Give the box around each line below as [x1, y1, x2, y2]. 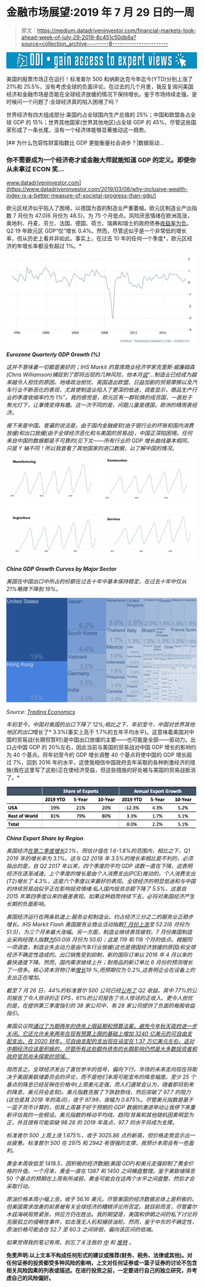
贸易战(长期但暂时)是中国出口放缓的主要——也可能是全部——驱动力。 [16, 736, 191, 744]
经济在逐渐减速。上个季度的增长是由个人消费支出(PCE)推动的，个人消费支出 [6, 870, 196, 877]
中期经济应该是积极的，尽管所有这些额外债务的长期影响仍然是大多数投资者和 [6, 1045, 197, 1053]
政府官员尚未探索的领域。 [6, 1053, 70, 1060]
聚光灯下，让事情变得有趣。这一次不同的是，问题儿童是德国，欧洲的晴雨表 [6, 401, 192, 409]
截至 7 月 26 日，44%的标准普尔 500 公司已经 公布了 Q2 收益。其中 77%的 [6, 987, 192, 994]
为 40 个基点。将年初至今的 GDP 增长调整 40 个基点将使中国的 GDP [6, 751, 175, 759]
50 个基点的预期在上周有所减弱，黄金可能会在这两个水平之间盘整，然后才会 [6, 1175, 195, 1183]
